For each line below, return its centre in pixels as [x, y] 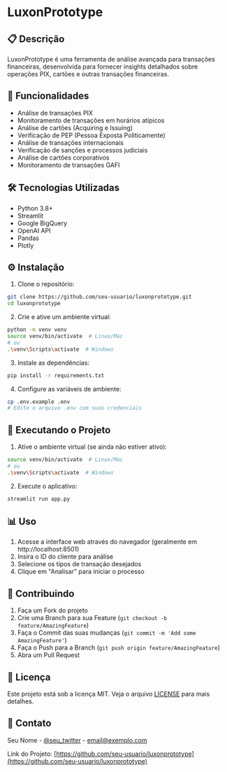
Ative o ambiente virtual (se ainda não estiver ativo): [92, 447]
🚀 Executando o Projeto [59, 430]
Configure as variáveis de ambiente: [69, 388]
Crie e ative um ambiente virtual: [64, 317]
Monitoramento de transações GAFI [68, 164]
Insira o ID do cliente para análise [65, 556]
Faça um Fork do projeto [53, 610]
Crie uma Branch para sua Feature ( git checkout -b [92, 618]
